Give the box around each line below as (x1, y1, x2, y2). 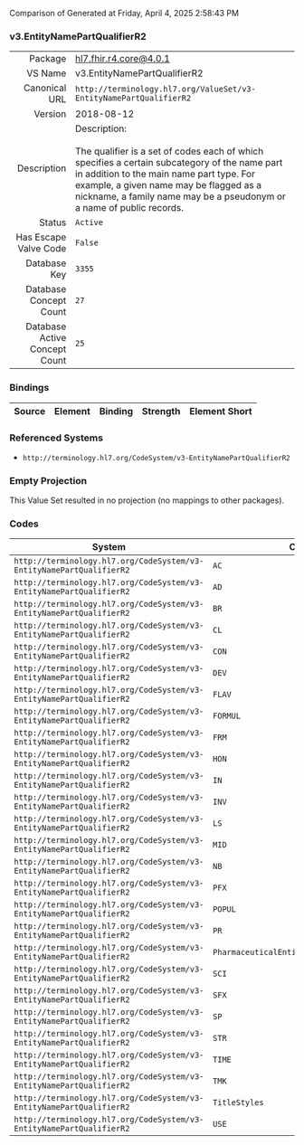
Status (39, 216, 67, 229)
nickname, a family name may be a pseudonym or (75, 190, 287, 203)
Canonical (24, 81, 67, 94)
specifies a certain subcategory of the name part (75, 156, 283, 169)
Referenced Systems (9, 431, 104, 444)
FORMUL (212, 711, 242, 722)
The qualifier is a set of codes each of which (75, 145, 264, 157)
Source (14, 404, 46, 417)
